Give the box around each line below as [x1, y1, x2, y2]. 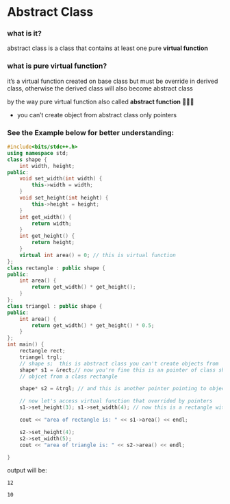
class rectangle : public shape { [7, 265, 106, 272]
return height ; [31, 239, 75, 246]
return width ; [31, 220, 72, 227]
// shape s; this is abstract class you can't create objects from [19, 360, 219, 367]
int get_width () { [19, 213, 72, 220]
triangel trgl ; [19, 354, 63, 361]
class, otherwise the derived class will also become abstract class [7, 84, 193, 93]
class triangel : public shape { [7, 302, 103, 309]
